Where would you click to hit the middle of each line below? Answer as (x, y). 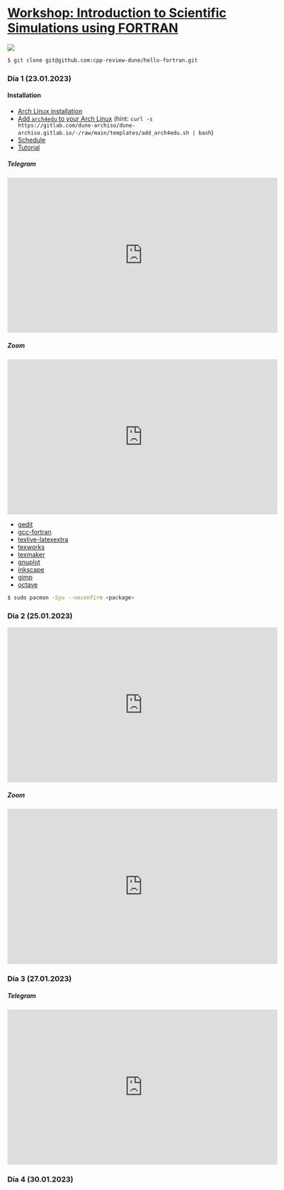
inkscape (31, 569)
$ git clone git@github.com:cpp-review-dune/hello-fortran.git (103, 60)
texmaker (31, 554)
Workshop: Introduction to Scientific (117, 13)
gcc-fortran (34, 532)
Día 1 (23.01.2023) (40, 78)
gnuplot (29, 562)
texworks (31, 546)
